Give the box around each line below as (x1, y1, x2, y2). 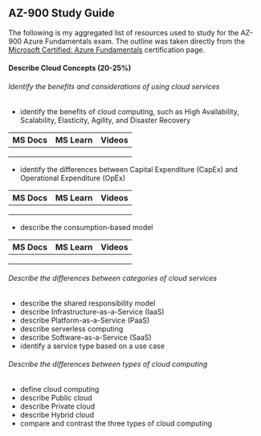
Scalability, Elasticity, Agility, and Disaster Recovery (19, 115, 191, 125)
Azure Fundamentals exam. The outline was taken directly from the (23, 36, 245, 46)
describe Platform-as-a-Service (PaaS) (19, 315, 150, 325)
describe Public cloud (19, 393, 92, 403)
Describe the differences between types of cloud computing (8, 360, 208, 369)
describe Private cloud (19, 401, 95, 411)
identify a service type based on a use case (19, 341, 165, 351)
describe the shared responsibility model (19, 298, 156, 308)
